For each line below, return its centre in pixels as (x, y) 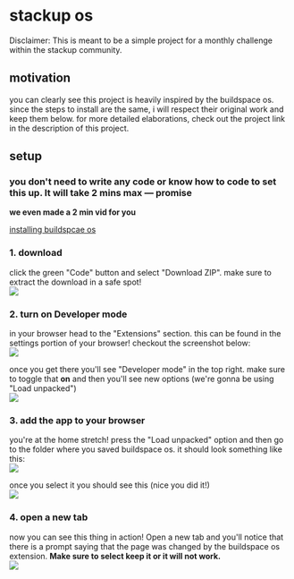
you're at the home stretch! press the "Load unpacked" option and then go (147, 440)
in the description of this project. (69, 128)
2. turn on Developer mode (68, 314)
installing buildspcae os (53, 230)
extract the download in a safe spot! (76, 282)
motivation (40, 78)
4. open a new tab (49, 517)
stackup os (51, 16)
